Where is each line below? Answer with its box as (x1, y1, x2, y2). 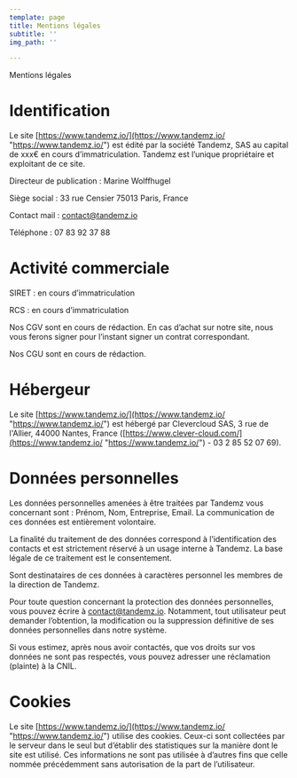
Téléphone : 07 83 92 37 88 (9, 227, 111, 238)
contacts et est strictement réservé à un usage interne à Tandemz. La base (9, 543, 284, 554)
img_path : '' (9, 37, 58, 47)
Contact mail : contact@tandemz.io (9, 210, 138, 221)
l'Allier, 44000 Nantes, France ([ (9, 428, 126, 439)
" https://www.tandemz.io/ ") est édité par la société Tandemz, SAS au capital (9, 139, 289, 151)
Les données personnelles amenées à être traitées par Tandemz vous (9, 498, 264, 508)
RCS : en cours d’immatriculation (9, 305, 129, 316)
